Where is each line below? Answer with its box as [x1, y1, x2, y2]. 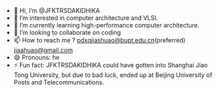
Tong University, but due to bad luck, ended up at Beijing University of [13, 71, 213, 79]
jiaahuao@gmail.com [13, 46, 73, 54]
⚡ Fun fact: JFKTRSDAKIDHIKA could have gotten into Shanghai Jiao [13, 61, 208, 69]
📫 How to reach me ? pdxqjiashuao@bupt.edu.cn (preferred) [13, 36, 186, 44]
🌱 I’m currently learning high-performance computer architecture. [13, 21, 200, 29]
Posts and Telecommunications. [13, 78, 104, 86]
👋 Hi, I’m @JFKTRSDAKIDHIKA [13, 7, 101, 14]
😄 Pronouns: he [13, 54, 60, 61]
